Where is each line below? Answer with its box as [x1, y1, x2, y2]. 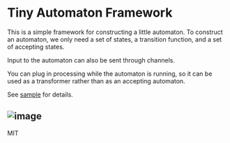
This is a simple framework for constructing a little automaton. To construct [7, 28, 223, 36]
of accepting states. [7, 42, 65, 51]
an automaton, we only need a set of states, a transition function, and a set [7, 35, 222, 43]
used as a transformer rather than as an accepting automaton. [7, 76, 186, 85]
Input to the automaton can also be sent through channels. [7, 56, 176, 64]
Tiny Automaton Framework [7, 5, 173, 21]
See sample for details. [7, 90, 73, 99]
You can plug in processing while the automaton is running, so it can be [7, 69, 213, 78]
